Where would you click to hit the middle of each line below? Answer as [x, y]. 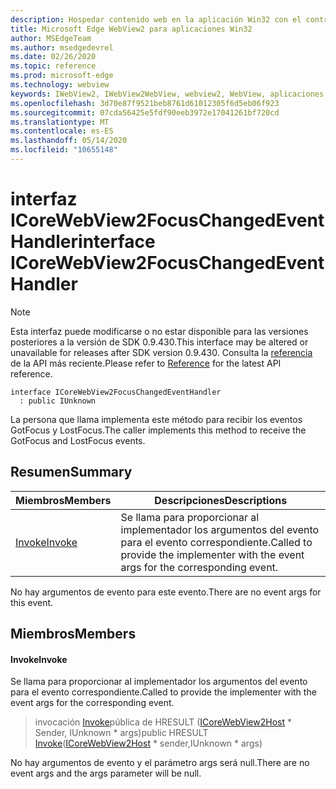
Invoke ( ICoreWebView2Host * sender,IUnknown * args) [148, 743]
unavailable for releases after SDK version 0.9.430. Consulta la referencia [161, 352]
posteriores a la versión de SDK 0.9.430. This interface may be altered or [159, 342]
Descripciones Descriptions [221, 500]
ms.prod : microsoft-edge [62, 76]
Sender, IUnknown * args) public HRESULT [121, 733]
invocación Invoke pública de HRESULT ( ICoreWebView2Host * [163, 722]
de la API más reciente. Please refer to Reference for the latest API [146, 363]
